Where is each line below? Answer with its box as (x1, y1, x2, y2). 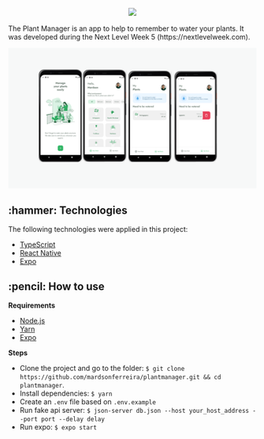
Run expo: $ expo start (19, 422, 97, 432)
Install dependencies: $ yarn (19, 388, 113, 399)
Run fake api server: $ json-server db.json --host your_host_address (19, 406, 250, 415)
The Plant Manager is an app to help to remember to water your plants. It (8, 24, 244, 33)
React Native (19, 248, 61, 258)
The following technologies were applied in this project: (8, 225, 188, 234)
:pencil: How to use (8, 279, 105, 293)
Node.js (19, 316, 46, 326)
